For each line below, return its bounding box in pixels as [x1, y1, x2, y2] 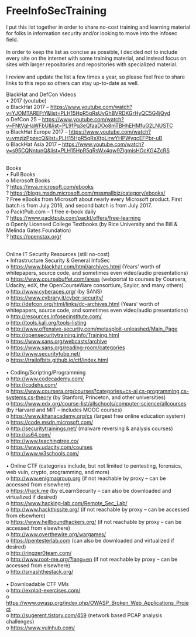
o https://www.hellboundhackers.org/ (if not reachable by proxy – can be [6, 518, 182, 525]
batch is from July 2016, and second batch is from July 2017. [6, 202, 152, 209]
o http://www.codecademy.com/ [6, 375, 84, 382]
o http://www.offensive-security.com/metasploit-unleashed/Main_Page [6, 325, 178, 332]
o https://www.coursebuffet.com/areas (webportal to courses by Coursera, [6, 275, 187, 282]
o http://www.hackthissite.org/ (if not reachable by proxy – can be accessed [6, 506, 190, 513]
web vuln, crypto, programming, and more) [6, 468, 110, 475]
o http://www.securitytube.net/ [6, 350, 81, 357]
